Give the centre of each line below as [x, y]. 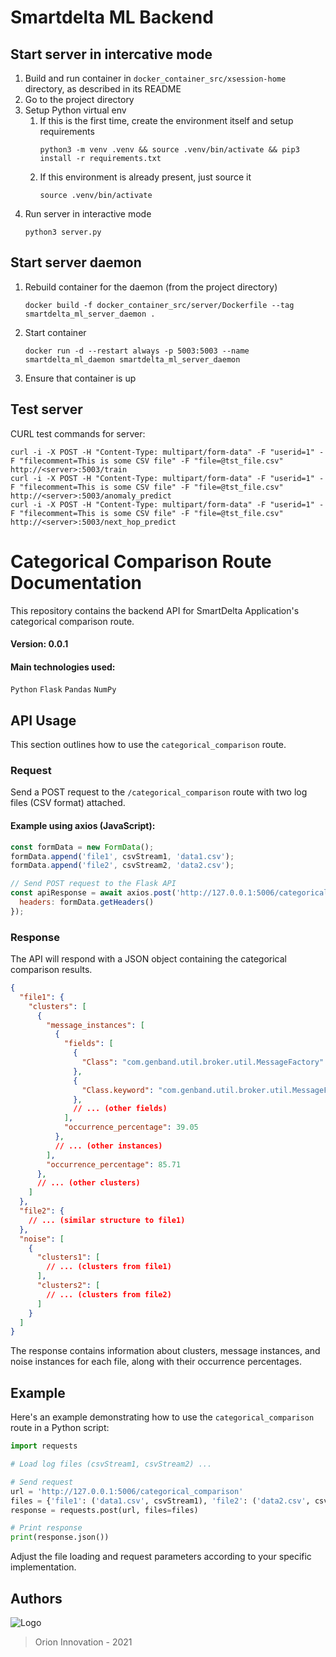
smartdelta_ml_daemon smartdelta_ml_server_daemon [132, 359]
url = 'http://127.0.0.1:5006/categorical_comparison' [127, 1491]
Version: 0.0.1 [39, 644]
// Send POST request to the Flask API [93, 884]
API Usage [43, 720]
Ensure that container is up [80, 378]
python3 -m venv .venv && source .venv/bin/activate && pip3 [169, 150]
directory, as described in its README [103, 89]
